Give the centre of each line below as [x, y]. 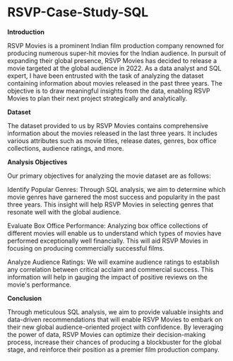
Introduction [26, 32]
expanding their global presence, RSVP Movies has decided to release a [112, 60]
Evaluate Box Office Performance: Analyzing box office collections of [108, 225]
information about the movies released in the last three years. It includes [112, 133]
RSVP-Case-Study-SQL [78, 12]
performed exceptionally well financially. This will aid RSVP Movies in [108, 241]
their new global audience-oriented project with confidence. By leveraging [115, 327]
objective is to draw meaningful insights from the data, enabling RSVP [109, 91]
